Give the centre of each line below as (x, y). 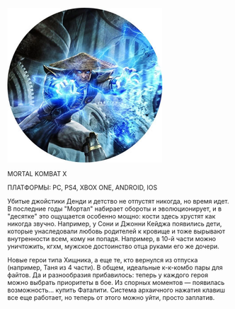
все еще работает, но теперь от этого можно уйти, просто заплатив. (111, 297)
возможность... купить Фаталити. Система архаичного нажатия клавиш (116, 290)
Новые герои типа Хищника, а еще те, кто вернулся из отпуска (103, 260)
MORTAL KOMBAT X (37, 174)
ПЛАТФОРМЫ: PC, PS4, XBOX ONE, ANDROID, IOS (82, 187)
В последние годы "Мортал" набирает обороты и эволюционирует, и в (114, 209)
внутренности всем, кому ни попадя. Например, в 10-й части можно (112, 239)
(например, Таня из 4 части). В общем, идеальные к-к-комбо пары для (115, 267)
